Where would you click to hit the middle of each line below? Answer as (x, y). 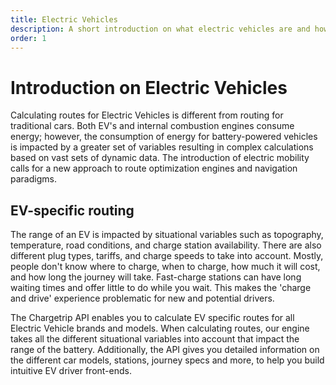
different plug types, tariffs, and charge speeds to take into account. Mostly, (167, 256)
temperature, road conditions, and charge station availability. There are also (166, 245)
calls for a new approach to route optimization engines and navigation (154, 168)
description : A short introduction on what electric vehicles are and (160, 29)
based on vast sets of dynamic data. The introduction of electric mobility (160, 158)
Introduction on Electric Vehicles (149, 87)
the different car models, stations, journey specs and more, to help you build (167, 360)
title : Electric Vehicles (64, 19)
